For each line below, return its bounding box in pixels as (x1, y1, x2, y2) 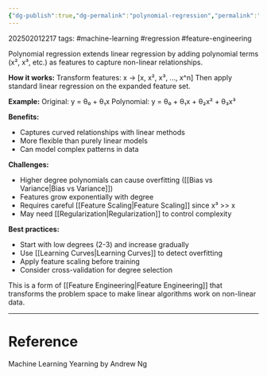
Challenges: (8, 160, 49, 169)
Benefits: (8, 112, 40, 122)
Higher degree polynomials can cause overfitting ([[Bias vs (19, 175, 213, 184)
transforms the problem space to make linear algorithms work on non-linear (8, 289, 257, 298)
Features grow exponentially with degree (19, 192, 154, 201)
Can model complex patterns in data (19, 144, 139, 153)
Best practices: (8, 224, 60, 234)
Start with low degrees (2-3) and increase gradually (19, 239, 189, 249)
